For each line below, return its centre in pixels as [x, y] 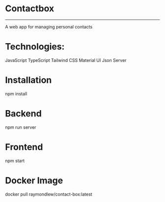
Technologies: [35, 47]
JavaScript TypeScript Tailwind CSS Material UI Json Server [66, 60]
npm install [16, 93]
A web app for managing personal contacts [49, 27]
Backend [23, 114]
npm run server [21, 127]
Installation [28, 80]
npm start [15, 161]
